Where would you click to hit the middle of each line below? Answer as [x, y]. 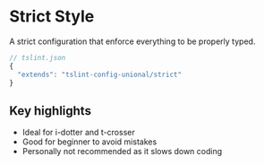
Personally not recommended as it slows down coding [122, 152]
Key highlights [51, 111]
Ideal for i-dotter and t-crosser [79, 133]
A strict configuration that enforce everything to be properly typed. [132, 41]
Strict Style [52, 17]
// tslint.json [38, 57]
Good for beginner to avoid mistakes [89, 142]
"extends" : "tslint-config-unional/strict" [99, 74]
